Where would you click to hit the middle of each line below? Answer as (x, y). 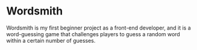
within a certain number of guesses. (51, 40)
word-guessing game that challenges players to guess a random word (93, 34)
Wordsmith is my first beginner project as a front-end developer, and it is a (98, 28)
